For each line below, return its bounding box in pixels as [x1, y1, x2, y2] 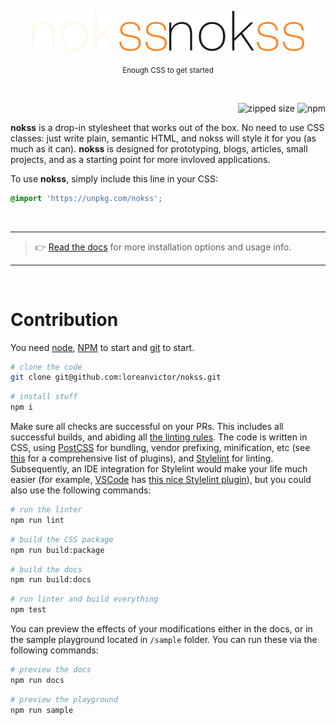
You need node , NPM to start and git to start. [10, 341, 195, 353]
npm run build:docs [10, 575, 92, 585]
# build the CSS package [10, 534, 114, 545]
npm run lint [10, 515, 65, 525]
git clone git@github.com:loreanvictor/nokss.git [10, 372, 222, 383]
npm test [10, 605, 47, 615]
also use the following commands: [10, 484, 152, 496]
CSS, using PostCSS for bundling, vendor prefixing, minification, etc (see [10, 442, 311, 454]
